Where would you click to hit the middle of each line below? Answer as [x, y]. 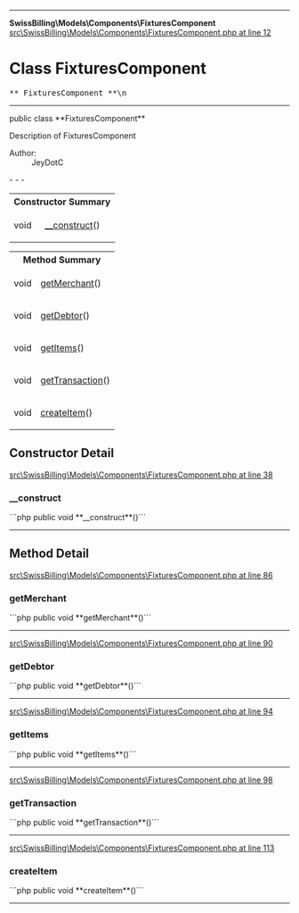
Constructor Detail [61, 453]
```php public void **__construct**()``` [78, 518]
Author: [23, 153]
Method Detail [49, 554]
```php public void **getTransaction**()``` [85, 823]
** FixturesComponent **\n [68, 93]
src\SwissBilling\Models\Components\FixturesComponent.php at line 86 [141, 575]
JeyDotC [48, 162]
